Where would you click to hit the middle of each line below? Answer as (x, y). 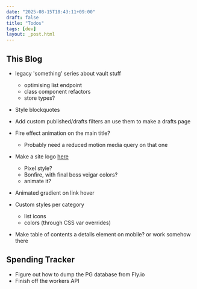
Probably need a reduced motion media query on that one (96, 144)
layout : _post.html (31, 34)
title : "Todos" (25, 23)
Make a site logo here (42, 156)
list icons (35, 216)
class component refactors (57, 91)
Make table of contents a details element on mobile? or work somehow (103, 234)
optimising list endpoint (53, 85)
